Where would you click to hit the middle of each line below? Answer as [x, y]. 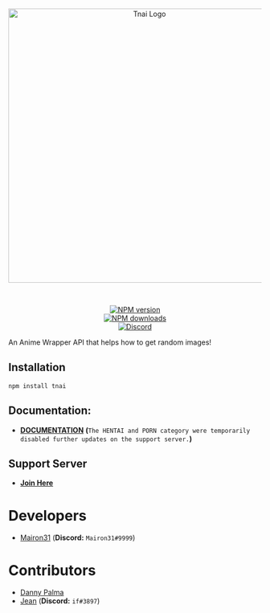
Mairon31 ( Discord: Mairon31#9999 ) [78, 537]
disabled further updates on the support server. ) [106, 439]
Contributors [52, 570]
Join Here [37, 483]
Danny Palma [42, 593]
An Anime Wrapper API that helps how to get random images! [110, 342]
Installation [37, 368]
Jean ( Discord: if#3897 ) [60, 601]
